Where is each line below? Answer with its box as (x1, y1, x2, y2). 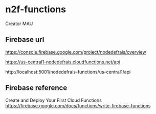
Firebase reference (5, 83, 68, 93)
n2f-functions (5, 4, 66, 15)
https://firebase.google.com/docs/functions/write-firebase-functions (5, 102, 151, 108)
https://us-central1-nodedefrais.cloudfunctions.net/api (5, 59, 120, 65)
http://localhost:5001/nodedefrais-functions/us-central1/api (5, 69, 131, 75)
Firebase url (5, 35, 44, 44)
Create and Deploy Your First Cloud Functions (5, 97, 102, 103)
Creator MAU (5, 20, 33, 27)
